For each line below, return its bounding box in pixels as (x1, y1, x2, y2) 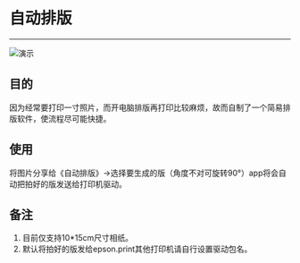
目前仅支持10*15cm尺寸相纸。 (21, 233, 134, 243)
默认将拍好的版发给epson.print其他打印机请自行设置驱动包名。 (21, 243, 253, 255)
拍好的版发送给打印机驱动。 (24, 178, 127, 189)
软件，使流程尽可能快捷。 (16, 113, 112, 123)
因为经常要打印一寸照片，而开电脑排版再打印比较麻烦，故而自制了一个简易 (9, 102, 283, 113)
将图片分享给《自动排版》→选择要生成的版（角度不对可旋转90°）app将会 (9, 167, 279, 178)
